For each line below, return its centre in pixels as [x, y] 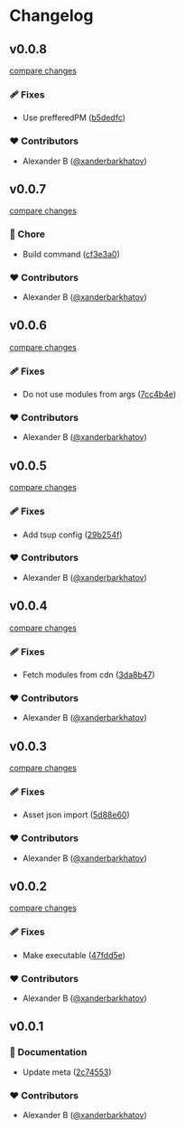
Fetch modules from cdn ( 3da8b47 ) [88, 675]
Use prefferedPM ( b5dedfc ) [74, 117]
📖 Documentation [48, 1052]
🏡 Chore [27, 234]
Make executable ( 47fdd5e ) [74, 955]
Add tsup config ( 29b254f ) [73, 535]
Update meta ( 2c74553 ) [67, 1072]
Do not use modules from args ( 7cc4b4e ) [99, 395]
